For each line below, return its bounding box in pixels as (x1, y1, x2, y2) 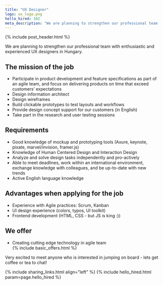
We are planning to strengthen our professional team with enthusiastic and (5, 43, 155, 49)
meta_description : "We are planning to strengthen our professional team (5, 20, 158, 26)
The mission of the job (5, 63, 74, 71)
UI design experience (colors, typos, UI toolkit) (12, 208, 106, 213)
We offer (5, 227, 32, 235)
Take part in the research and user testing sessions (12, 112, 115, 118)
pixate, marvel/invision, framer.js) (12, 144, 79, 150)
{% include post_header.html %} (5, 34, 71, 40)
